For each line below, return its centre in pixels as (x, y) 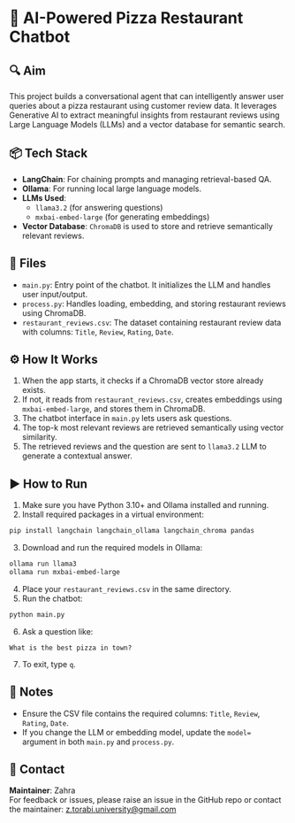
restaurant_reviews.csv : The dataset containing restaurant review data (151, 322)
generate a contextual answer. (77, 456)
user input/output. (55, 294)
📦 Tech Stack (49, 154)
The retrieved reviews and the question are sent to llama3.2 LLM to (144, 447)
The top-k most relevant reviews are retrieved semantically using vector (153, 427)
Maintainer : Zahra (42, 790)
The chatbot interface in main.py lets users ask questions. (127, 419)
